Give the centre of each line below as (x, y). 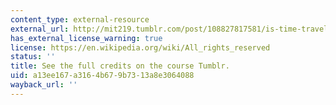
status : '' (33, 57)
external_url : (40, 29)
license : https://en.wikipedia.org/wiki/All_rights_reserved (140, 47)
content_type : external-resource (80, 19)
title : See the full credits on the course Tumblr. (120, 66)
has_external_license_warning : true (86, 38)
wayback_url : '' (44, 85)
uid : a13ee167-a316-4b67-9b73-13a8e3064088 (102, 76)
